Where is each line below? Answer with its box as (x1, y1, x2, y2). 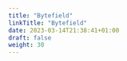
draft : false (8, 33, 52, 42)
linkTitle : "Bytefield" (8, 19, 88, 27)
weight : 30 (8, 41, 45, 49)
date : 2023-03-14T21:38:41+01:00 (8, 26, 120, 34)
